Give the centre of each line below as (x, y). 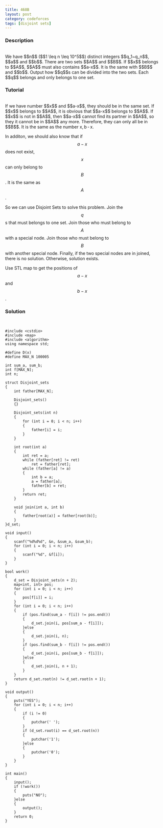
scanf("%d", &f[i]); (44, 555)
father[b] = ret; (49, 486)
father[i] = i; (47, 430)
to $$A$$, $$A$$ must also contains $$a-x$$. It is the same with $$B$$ (79, 67)
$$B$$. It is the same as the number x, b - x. (49, 127)
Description (19, 41)
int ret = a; (36, 456)
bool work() (17, 572)
